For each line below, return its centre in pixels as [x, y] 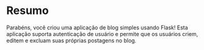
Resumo [27, 11]
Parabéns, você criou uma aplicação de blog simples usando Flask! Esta [97, 27]
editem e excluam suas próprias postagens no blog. [71, 40]
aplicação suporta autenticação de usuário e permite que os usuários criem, [102, 34]
